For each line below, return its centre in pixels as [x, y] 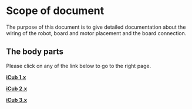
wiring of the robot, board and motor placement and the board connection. [96, 33]
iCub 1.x [16, 77]
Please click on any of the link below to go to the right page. [79, 66]
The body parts [35, 52]
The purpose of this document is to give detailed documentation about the [96, 27]
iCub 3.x [17, 100]
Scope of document [55, 11]
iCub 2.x [17, 88]
